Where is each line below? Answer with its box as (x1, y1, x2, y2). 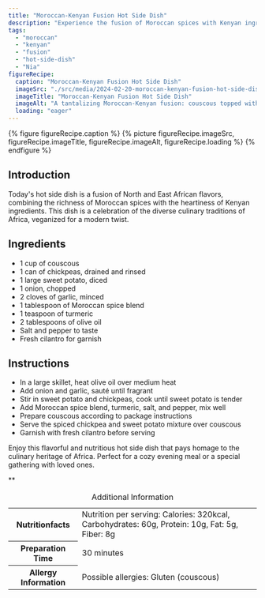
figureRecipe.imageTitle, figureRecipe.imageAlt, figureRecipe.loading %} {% (8, 137, 256, 146)
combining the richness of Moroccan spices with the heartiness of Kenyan (8, 197, 250, 207)
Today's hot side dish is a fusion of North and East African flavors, (8, 189, 223, 198)
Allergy (28, 566, 58, 577)
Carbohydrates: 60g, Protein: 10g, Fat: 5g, (81, 519, 239, 530)
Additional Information (91, 491, 174, 502)
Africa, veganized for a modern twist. (8, 214, 129, 224)
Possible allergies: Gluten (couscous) (81, 571, 220, 582)
